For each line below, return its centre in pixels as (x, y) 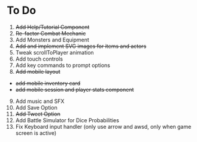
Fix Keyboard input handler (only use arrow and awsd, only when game (103, 126)
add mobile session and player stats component (75, 89)
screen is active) (36, 133)
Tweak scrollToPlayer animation (55, 52)
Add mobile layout (38, 71)
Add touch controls (39, 59)
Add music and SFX (40, 101)
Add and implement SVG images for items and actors (81, 46)
